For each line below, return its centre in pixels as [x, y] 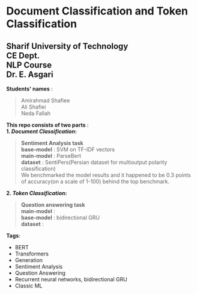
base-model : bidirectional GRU [60, 217]
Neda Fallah [36, 113]
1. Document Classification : [41, 131]
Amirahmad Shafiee [45, 100]
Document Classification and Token [97, 11]
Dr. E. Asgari [30, 74]
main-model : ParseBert [51, 156]
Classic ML [29, 286]
